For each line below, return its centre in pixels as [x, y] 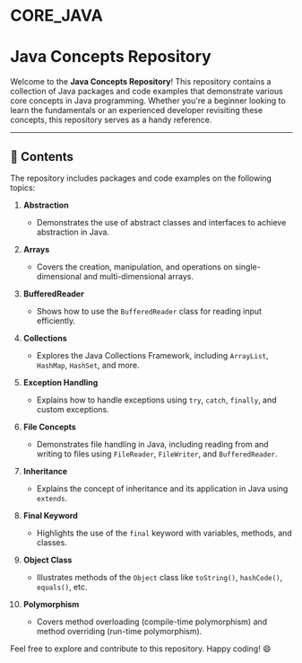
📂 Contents [42, 157]
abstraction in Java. [73, 232]
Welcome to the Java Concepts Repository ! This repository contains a [141, 82]
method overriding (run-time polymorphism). [119, 631]
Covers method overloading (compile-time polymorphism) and [152, 622]
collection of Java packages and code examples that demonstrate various [147, 92]
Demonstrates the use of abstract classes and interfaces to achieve [161, 222]
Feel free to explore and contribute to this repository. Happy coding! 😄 [141, 649]
